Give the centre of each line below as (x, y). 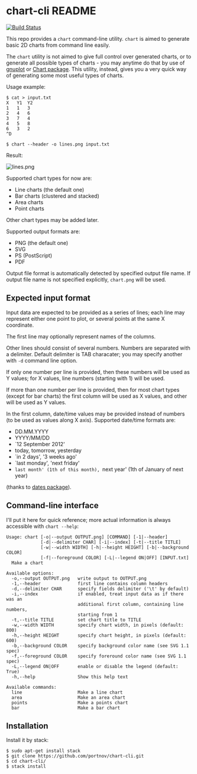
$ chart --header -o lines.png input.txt (58, 144)
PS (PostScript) (33, 255)
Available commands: (32, 687)
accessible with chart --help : (42, 526)
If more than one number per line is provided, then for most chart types (93, 389)
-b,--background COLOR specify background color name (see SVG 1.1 (100, 646)
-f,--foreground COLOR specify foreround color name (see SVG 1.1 (99, 656)
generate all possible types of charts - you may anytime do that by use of (96, 63)
